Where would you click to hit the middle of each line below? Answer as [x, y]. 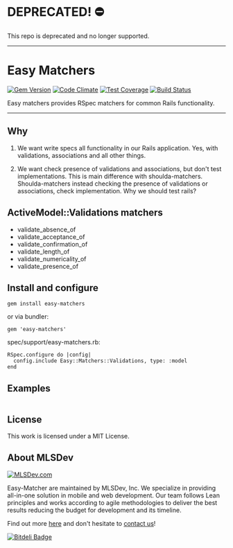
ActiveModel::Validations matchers [85, 213]
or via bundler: [28, 317]
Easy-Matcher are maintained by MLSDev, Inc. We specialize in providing [112, 488]
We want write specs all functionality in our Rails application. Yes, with [118, 148]
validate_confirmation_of [52, 244]
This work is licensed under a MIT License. [68, 436]
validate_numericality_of [52, 258]
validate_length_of [43, 251]
